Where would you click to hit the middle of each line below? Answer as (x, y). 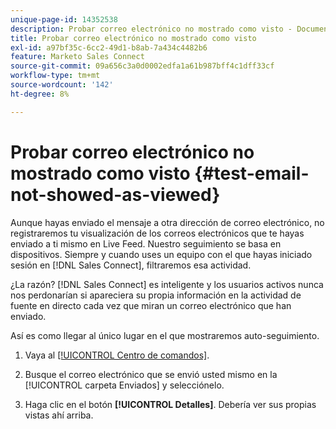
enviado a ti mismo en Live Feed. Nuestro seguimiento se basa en (146, 243)
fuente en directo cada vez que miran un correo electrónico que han (151, 305)
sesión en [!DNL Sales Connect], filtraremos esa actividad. (131, 265)
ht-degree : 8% (40, 94)
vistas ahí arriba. (59, 415)
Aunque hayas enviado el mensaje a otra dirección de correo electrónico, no (167, 222)
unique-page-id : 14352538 (64, 19)
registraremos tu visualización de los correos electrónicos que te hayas (157, 233)
